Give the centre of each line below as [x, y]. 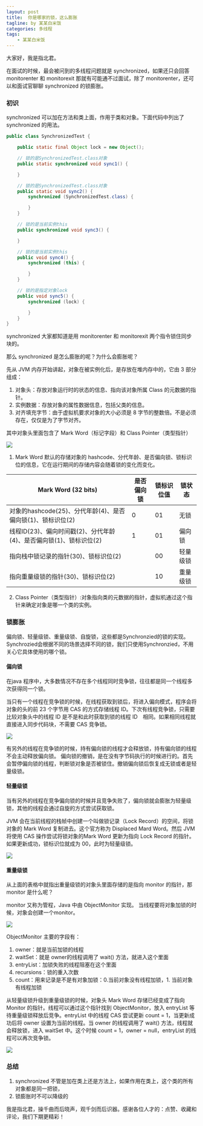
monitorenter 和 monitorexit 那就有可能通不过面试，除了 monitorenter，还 [98, 78]
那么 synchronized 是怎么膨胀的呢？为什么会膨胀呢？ [72, 357]
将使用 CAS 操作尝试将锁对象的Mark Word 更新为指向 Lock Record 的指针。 [100, 836]
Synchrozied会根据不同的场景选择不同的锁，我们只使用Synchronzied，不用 [100, 644]
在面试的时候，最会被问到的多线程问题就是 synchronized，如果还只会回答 [98, 71]
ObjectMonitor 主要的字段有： [43, 937]
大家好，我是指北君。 [33, 58]
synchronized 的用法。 [35, 125]
